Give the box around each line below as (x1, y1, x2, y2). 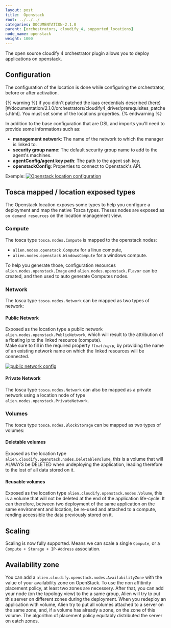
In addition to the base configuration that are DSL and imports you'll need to (5, 120, 165, 126)
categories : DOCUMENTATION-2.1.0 (5, 22, 77, 27)
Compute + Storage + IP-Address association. (5, 546, 101, 552)
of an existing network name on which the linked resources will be (5, 348, 144, 354)
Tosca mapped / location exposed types (5, 188, 136, 197)
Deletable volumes (5, 439, 46, 445)
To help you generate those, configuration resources (5, 262, 116, 268)
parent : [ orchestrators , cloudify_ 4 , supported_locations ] (5, 27, 134, 32)
